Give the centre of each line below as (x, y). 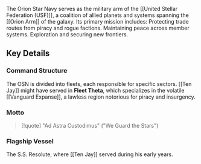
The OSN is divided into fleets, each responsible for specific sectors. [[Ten (99, 84)
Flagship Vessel (30, 141)
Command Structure (37, 71)
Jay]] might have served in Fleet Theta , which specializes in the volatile (95, 90)
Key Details (28, 54)
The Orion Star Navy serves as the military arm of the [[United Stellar (92, 9)
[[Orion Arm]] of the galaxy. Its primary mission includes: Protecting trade (97, 21)
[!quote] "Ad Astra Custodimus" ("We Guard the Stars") (90, 125)
